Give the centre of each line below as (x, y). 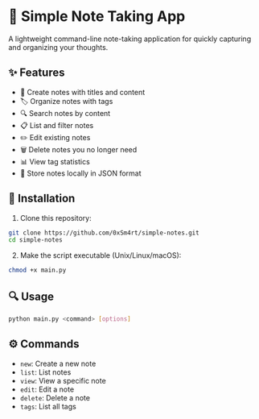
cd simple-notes (35, 240)
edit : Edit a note (47, 389)
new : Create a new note (58, 363)
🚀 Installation (42, 199)
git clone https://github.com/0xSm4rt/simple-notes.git (104, 233)
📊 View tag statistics (55, 161)
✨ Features (37, 73)
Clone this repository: (55, 218)
